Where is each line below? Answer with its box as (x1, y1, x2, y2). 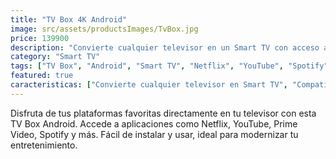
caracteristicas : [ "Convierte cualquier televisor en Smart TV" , (10, 80, 288, 90)
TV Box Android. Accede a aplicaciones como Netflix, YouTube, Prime (10, 117, 298, 130)
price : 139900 (10, 33, 70, 43)
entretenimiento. (10, 139, 78, 151)
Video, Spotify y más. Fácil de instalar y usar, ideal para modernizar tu (10, 128, 299, 140)
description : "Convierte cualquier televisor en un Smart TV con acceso (10, 42, 320, 53)
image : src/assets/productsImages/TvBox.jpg (10, 24, 199, 34)
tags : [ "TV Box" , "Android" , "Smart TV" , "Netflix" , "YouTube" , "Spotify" (10, 61, 329, 71)
